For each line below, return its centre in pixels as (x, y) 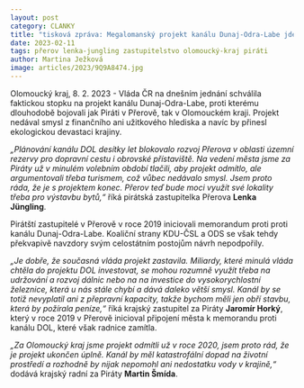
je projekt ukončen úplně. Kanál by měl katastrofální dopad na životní (139, 354)
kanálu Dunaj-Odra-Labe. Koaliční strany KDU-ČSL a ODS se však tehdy (144, 233)
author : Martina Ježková (57, 59)
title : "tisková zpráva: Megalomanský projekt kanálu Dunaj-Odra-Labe (145, 34)
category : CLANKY (43, 26)
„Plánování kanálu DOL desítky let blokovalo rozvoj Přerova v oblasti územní (152, 149)
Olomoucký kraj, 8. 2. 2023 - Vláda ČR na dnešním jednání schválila (136, 93)
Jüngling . (28, 206)
